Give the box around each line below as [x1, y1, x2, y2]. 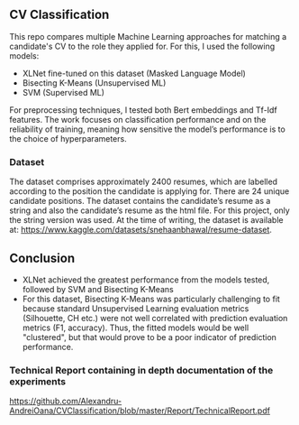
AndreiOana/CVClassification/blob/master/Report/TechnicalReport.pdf [9, 405, 270, 416]
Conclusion [9, 250, 76, 265]
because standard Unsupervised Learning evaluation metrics [22, 302, 249, 314]
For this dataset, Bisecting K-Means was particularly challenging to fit [22, 293, 281, 304]
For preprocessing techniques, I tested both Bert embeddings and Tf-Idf [9, 104, 277, 115]
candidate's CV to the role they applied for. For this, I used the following [9, 41, 276, 51]
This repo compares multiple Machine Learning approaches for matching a [9, 31, 287, 42]
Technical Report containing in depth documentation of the [9, 364, 274, 376]
